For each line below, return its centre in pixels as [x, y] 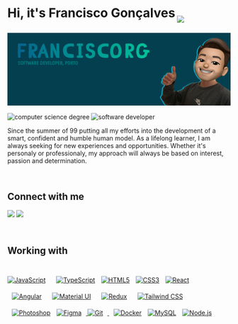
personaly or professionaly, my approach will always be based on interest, [116, 153]
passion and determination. [47, 161]
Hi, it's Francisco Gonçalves [91, 13]
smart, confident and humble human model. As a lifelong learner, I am [109, 138]
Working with [38, 251]
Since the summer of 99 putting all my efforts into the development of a [112, 131]
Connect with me [46, 197]
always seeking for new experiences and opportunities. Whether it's [107, 146]
